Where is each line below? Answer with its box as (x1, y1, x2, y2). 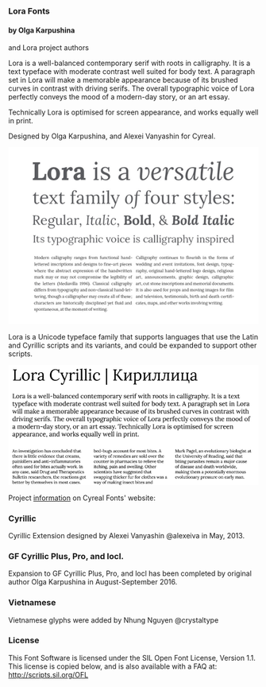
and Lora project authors (8, 43, 90, 52)
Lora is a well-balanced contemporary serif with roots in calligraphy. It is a (8, 58, 251, 68)
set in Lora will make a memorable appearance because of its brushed (8, 76, 238, 85)
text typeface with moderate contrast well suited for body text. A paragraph (8, 67, 256, 76)
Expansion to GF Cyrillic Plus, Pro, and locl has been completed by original (8, 569, 253, 578)
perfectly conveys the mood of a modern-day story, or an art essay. (8, 92, 230, 102)
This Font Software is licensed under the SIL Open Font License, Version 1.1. (8, 653, 256, 662)
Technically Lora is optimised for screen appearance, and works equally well (8, 107, 259, 117)
